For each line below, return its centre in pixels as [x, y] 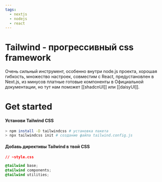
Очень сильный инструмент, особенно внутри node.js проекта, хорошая [81, 71]
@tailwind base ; [22, 166]
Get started [29, 107]
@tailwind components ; [28, 170]
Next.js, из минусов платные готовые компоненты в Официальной [74, 82]
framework [28, 58]
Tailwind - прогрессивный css [69, 47]
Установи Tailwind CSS [29, 120]
